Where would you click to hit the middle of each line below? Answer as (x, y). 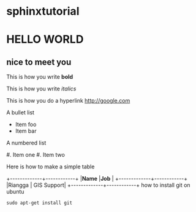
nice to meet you (39, 62)
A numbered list (26, 143)
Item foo (26, 125)
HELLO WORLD (45, 40)
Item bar (26, 131)
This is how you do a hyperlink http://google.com (68, 101)
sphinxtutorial (43, 11)
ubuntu (15, 192)
